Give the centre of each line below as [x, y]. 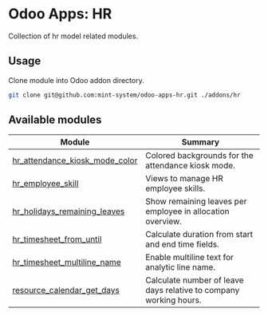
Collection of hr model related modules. [73, 36]
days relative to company [192, 290]
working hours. [173, 300]
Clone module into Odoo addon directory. [77, 80]
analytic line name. [180, 267]
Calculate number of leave [194, 280]
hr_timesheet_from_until [57, 239]
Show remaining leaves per [196, 202]
